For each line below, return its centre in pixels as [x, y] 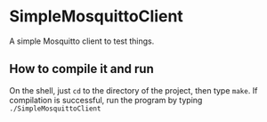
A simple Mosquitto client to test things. [82, 41]
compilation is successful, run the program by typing [106, 100]
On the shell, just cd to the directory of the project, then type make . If [133, 90]
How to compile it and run [81, 69]
